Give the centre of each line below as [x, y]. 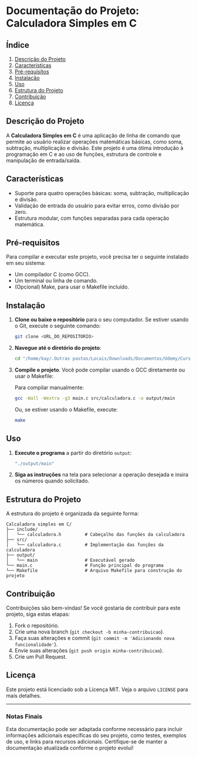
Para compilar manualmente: [49, 387]
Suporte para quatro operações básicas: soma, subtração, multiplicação [102, 193]
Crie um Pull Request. [41, 657]
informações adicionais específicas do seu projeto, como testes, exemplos [96, 735]
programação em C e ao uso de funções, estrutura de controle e [84, 154]
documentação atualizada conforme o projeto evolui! [70, 748]
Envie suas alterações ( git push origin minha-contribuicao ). [89, 651]
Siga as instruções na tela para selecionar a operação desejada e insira [101, 475]
